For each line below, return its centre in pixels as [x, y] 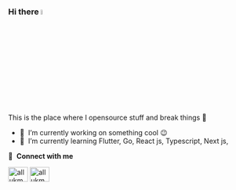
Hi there [24, 12]
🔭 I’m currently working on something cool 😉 [93, 132]
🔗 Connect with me [41, 156]
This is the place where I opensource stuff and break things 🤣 [107, 117]
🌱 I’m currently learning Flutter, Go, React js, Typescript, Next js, [124, 141]
